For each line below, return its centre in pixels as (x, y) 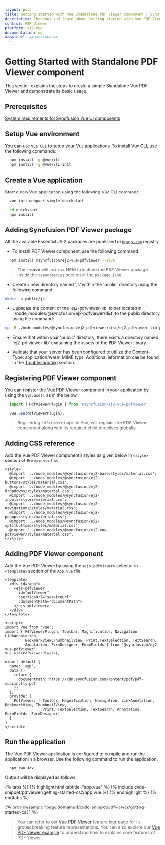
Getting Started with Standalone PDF (82, 62)
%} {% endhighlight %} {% (129, 792)
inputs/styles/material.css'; (36, 500)
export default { (23, 662)
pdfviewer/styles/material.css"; (39, 534)
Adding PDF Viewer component (54, 554)
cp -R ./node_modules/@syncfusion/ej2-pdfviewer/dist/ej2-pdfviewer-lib (81, 328)
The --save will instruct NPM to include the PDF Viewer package (82, 270)
